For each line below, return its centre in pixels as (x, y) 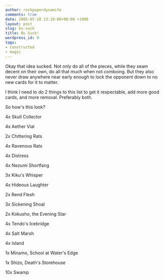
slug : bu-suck (20, 29)
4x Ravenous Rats (24, 146)
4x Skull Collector (23, 116)
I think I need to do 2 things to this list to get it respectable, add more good (82, 92)
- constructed (20, 47)
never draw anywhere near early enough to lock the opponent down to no (81, 77)
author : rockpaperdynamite (33, 10)
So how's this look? (25, 107)
